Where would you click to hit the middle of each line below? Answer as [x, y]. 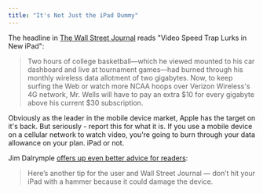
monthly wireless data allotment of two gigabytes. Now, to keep [130, 77]
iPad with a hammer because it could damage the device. [120, 181]
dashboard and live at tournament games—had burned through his [135, 69]
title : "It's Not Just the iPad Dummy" [73, 15]
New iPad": [26, 46]
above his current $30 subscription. [85, 102]
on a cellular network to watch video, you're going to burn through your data [132, 135]
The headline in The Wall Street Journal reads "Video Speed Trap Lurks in [128, 38]
